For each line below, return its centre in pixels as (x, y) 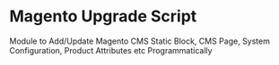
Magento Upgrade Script (103, 16)
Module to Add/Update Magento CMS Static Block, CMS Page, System (140, 41)
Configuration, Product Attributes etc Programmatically (111, 50)
